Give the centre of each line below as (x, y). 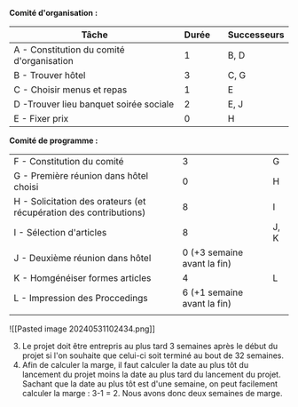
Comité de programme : (54, 140)
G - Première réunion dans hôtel (81, 176)
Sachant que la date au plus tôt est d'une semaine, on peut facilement (149, 384)
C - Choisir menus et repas (71, 90)
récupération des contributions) (80, 212)
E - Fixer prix (41, 119)
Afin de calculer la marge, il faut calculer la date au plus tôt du (135, 365)
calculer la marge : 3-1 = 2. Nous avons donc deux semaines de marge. (152, 393)
